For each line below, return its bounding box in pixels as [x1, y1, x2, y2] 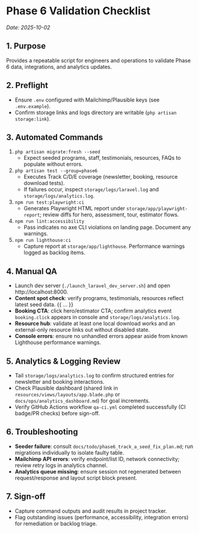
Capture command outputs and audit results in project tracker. [14, 507, 168, 515]
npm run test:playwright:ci [14, 200, 84, 206]
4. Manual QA [6, 266, 58, 276]
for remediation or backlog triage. [14, 520, 97, 527]
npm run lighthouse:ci [14, 238, 71, 244]
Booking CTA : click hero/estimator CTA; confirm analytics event [14, 307, 172, 314]
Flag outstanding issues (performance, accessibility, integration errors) [14, 513, 189, 521]
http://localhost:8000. [14, 288, 68, 295]
